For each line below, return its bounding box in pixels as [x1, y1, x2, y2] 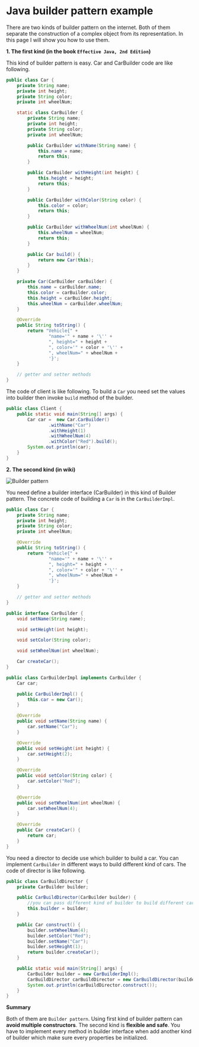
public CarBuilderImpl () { [17, 691, 84, 697]
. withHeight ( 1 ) [48, 428, 86, 434]
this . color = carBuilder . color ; [27, 289, 108, 296]
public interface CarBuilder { [6, 610, 84, 616]
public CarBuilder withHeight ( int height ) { [27, 170, 139, 176]
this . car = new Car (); [27, 696, 84, 703]
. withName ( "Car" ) [48, 422, 92, 428]
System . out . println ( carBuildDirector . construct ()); [27, 982, 158, 988]
